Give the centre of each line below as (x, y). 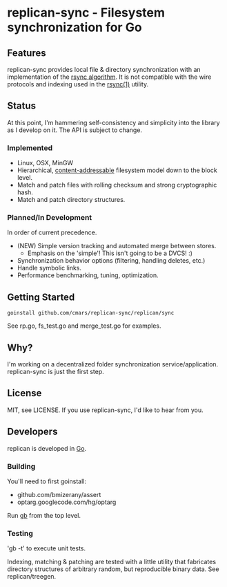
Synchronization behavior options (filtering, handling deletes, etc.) (111, 261)
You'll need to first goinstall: (47, 481)
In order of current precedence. (52, 232)
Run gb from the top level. (44, 515)
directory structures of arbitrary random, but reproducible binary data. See (113, 569)
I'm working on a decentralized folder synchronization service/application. (113, 364)
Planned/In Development (50, 218)
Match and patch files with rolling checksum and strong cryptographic (117, 185)
